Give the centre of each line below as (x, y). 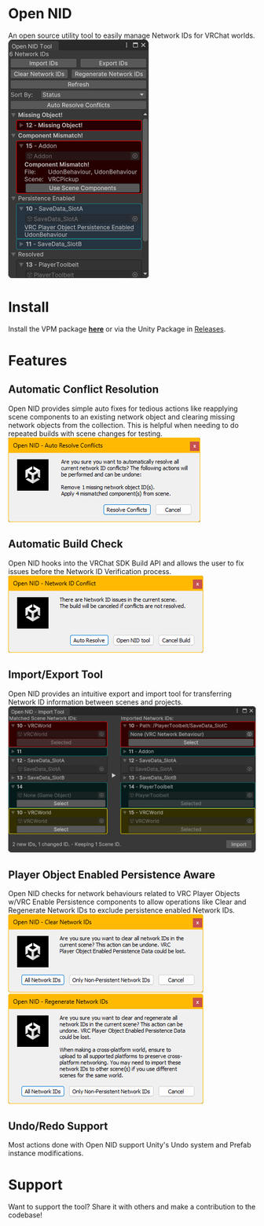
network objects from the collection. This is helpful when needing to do (124, 425)
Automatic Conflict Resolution (84, 390)
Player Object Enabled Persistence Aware (112, 875)
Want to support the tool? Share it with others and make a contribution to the (132, 1206)
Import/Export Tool (56, 675)
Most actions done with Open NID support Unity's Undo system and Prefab (130, 1145)
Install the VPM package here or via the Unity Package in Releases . (117, 329)
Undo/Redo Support (58, 1126)
